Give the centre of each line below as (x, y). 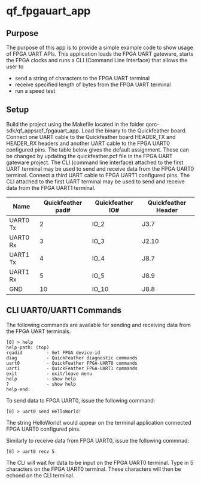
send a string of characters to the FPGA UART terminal (82, 78)
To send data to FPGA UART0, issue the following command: (81, 400)
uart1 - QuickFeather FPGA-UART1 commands (72, 368)
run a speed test (35, 91)
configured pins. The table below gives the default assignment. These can (98, 149)
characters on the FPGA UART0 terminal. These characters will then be (94, 469)
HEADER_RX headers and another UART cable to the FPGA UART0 (88, 143)
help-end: (19, 389)
